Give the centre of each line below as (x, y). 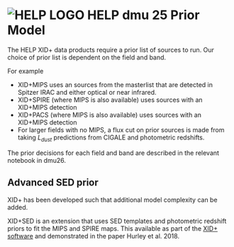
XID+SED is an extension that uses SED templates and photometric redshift (117, 221)
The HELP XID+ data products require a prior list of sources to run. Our (111, 50)
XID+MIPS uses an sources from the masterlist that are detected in (115, 84)
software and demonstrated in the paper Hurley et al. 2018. (93, 236)
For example (26, 71)
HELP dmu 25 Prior (144, 15)
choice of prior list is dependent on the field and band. (87, 57)
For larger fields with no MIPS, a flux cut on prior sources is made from (121, 130)
